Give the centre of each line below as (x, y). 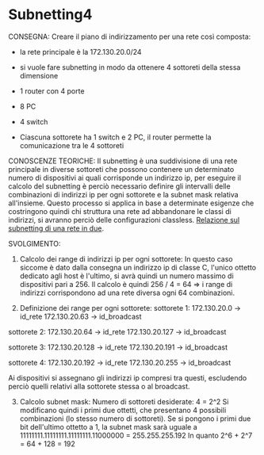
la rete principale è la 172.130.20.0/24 (80, 52)
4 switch (34, 121)
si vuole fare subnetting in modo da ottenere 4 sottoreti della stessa (130, 67)
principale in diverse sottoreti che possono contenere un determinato (121, 169)
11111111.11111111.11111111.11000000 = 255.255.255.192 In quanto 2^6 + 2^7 (136, 435)
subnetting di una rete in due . (56, 228)
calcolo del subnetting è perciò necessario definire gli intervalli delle (120, 186)
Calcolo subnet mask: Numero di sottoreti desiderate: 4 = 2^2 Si (124, 401)
